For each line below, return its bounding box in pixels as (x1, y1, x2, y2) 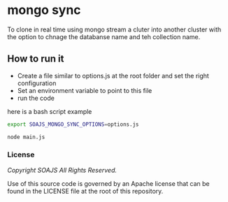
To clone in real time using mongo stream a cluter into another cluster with (7, 25, 222, 34)
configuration (17, 79, 57, 87)
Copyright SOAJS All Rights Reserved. (7, 166, 117, 174)
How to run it (7, 53, 64, 65)
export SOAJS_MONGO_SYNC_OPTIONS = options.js (7, 121, 139, 128)
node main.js (7, 134, 45, 140)
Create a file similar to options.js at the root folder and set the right (17, 71, 210, 80)
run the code (17, 94, 55, 102)
